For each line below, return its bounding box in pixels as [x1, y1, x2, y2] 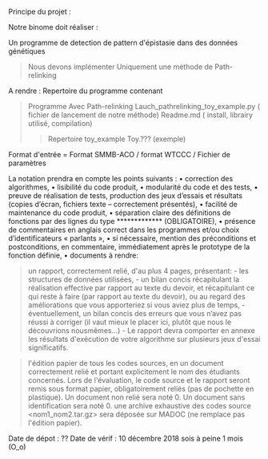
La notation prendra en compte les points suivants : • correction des [8, 174, 234, 183]
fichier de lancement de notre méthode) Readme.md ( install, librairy [27, 110, 254, 120]
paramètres [8, 158, 46, 168]
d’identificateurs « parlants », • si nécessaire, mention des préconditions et [8, 234, 256, 243]
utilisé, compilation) [27, 119, 93, 128]
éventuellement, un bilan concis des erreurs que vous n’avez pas [27, 309, 242, 318]
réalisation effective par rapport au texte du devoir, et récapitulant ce [27, 283, 255, 292]
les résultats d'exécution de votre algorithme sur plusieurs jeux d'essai [27, 335, 261, 343]
